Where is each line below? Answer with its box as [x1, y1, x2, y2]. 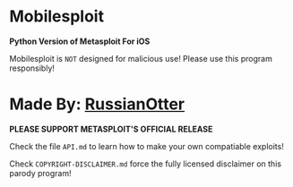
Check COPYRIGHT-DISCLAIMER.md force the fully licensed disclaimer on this [9, 158, 282, 169]
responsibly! [9, 63, 56, 73]
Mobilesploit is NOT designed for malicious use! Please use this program [9, 53, 273, 64]
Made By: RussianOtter [9, 94, 185, 115]
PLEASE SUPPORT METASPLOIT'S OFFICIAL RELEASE [9, 123, 213, 134]
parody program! [9, 167, 72, 178]
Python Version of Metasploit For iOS [9, 36, 151, 47]
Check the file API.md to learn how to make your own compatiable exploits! [9, 140, 284, 151]
